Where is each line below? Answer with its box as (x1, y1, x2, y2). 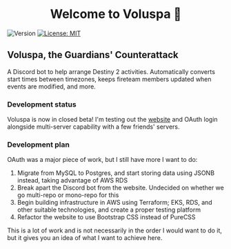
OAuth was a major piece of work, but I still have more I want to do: (7, 156, 198, 164)
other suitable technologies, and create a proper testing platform (17, 205, 201, 214)
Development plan (7, 140, 70, 149)
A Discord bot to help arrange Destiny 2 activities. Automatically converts (7, 67, 216, 75)
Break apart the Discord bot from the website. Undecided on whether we (17, 183, 224, 192)
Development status (7, 100, 77, 109)
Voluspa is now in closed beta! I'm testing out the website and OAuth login (7, 116, 219, 124)
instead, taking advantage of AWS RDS (17, 176, 128, 185)
